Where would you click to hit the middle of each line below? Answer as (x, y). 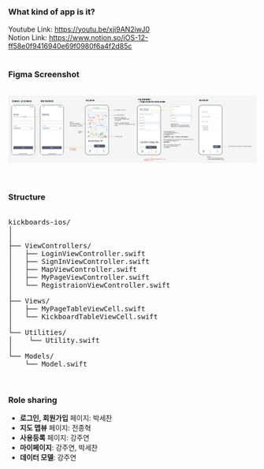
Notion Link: (28, 37)
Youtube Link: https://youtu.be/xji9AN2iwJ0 (79, 29)
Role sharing (33, 400)
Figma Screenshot (44, 74)
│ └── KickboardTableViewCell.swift (83, 316)
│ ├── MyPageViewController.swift (79, 277)
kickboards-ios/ (39, 222)
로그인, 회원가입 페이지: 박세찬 (66, 418)
